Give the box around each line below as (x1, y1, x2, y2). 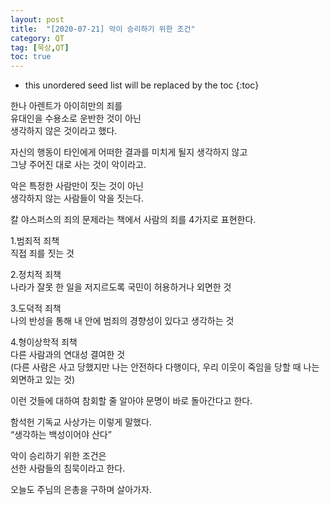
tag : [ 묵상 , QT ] (10, 42, 70, 53)
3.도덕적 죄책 (10, 302, 62, 315)
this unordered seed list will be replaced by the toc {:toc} (24, 79, 260, 91)
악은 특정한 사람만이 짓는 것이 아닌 (10, 180, 144, 192)
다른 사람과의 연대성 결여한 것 (10, 349, 126, 361)
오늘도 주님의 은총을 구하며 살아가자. (10, 484, 152, 496)
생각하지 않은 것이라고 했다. (10, 125, 118, 137)
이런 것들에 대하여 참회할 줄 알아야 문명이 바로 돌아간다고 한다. (10, 395, 253, 407)
